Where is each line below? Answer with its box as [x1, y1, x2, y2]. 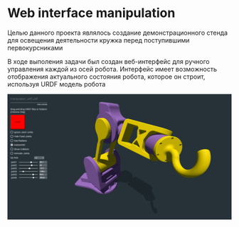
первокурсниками [7, 43, 63, 52]
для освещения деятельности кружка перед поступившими [7, 35, 190, 44]
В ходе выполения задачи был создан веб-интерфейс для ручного [7, 57, 210, 65]
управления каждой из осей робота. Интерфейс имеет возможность [7, 65, 217, 73]
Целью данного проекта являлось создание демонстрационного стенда [7, 28, 228, 37]
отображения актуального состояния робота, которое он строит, [7, 72, 206, 81]
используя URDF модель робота [7, 79, 106, 88]
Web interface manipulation [7, 5, 176, 21]
